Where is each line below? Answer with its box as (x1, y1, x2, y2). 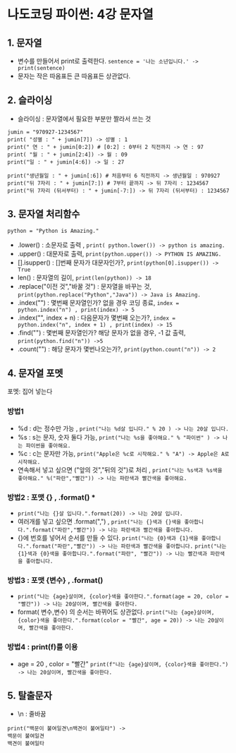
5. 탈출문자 (7, 689, 53, 702)
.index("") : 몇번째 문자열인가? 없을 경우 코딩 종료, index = (17, 298, 180, 307)
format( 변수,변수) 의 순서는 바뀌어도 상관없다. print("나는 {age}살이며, (17, 608, 215, 616)
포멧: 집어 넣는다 (7, 387, 53, 396)
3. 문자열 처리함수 (7, 208, 80, 220)
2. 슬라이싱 (7, 95, 53, 107)
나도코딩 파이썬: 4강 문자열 (7, 6, 154, 23)
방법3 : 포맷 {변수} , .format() (7, 575, 104, 585)
